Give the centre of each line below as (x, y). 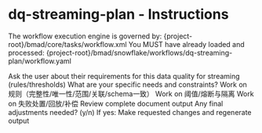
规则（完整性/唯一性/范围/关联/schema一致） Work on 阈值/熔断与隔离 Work (131, 93)
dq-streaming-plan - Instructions (118, 14)
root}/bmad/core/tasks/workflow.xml (67, 44)
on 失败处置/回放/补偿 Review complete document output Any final (116, 103)
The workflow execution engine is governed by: (85, 36)
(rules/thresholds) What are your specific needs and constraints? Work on (127, 84)
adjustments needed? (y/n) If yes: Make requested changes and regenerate (130, 112)
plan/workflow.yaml (40, 61)
